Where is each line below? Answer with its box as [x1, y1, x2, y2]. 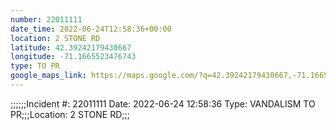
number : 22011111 [10, 14, 83, 25]
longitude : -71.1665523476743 [10, 52, 137, 62]
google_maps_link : [10, 71, 87, 81]
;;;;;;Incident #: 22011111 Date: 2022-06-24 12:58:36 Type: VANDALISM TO [10, 97, 316, 110]
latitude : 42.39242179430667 [10, 42, 132, 53]
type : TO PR [10, 61, 60, 71]
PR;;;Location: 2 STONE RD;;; [10, 108, 130, 120]
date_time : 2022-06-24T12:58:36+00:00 [10, 24, 172, 34]
